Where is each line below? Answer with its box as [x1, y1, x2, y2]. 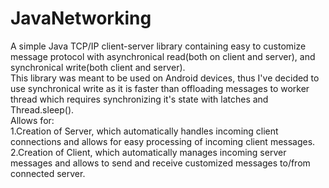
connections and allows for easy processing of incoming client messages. [10, 135, 316, 147]
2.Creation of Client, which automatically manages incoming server [10, 146, 287, 158]
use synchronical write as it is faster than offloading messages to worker [10, 82, 310, 94]
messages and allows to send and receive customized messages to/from [10, 157, 311, 169]
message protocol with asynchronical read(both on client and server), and [10, 50, 316, 62]
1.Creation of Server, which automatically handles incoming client [10, 125, 279, 137]
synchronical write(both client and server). [10, 61, 186, 73]
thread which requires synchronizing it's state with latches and [10, 93, 269, 105]
